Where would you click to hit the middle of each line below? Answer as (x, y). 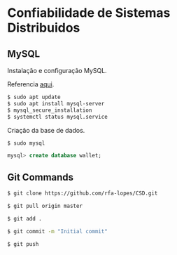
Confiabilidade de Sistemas (89, 13)
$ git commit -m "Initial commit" (58, 231)
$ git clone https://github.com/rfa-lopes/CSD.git (83, 194)
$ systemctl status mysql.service (58, 117)
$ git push (23, 244)
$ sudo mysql (26, 143)
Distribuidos (44, 28)
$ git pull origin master (45, 206)
